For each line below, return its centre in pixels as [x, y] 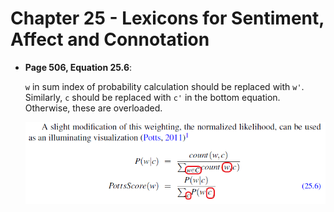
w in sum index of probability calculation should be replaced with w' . [164, 86]
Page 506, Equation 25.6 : [78, 67]
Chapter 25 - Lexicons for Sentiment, [167, 18]
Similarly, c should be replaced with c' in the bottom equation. [152, 97]
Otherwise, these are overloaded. [93, 108]
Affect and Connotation [110, 39]
